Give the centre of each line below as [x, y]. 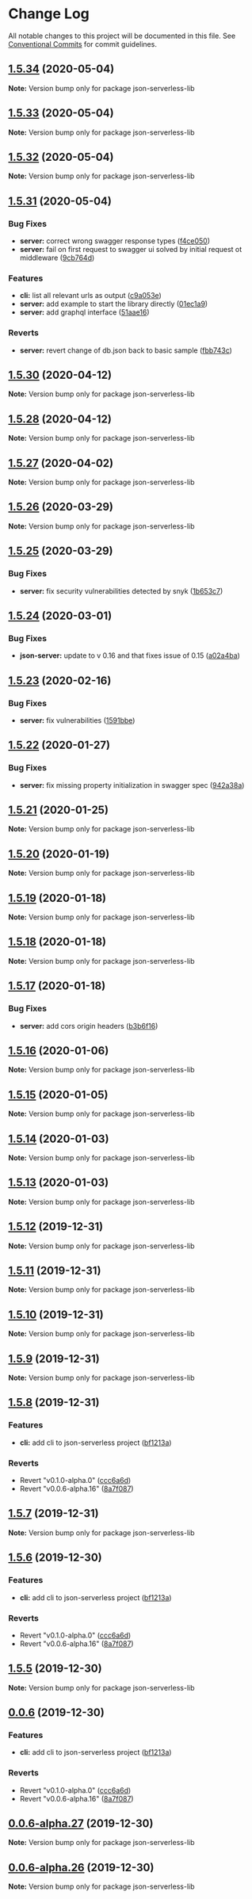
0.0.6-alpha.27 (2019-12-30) [81, 1824]
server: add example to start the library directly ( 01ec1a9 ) [114, 304]
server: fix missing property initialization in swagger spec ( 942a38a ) [132, 785]
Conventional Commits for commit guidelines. [82, 44]
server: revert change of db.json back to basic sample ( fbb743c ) [126, 350]
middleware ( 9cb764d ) [57, 258]
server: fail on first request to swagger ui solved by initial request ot [131, 250]
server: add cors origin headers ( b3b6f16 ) [89, 1026]
